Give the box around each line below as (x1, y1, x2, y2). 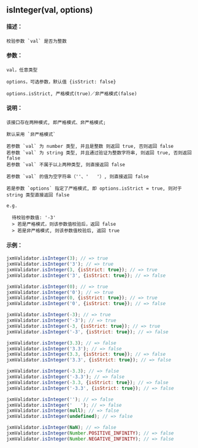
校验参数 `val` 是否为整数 (6, 38, 67, 44)
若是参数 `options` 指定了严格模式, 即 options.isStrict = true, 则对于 (6, 185, 182, 191)
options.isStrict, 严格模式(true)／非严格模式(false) (6, 90, 137, 97)
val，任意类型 (6, 67, 38, 73)
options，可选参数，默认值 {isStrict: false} (6, 79, 116, 85)
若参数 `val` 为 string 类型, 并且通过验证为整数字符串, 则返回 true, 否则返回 (6, 150, 192, 156)
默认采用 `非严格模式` (6, 131, 56, 137)
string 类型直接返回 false (6, 192, 70, 198)
